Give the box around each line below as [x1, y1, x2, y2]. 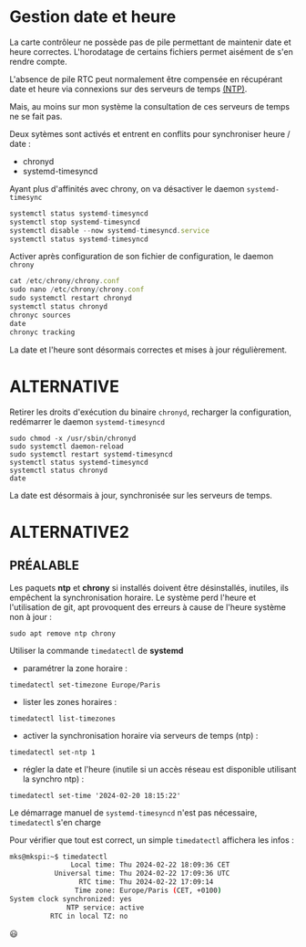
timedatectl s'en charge [9, 816, 102, 827]
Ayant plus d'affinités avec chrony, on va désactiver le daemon [9, 183, 245, 194]
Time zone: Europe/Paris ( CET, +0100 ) [74, 886, 222, 895]
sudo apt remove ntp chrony [9, 628, 117, 638]
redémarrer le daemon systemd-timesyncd [9, 416, 166, 426]
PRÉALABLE [9, 558, 79, 573]
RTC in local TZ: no [49, 911, 128, 921]
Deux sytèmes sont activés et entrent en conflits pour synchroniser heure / [9, 128, 291, 139]
